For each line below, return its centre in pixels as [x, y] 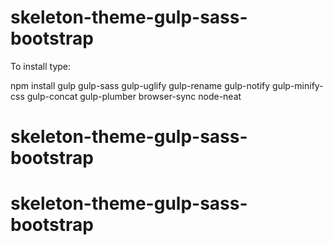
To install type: [41, 66]
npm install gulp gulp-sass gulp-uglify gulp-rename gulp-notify [140, 85]
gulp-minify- [298, 85]
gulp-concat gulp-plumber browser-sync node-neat [134, 96]
